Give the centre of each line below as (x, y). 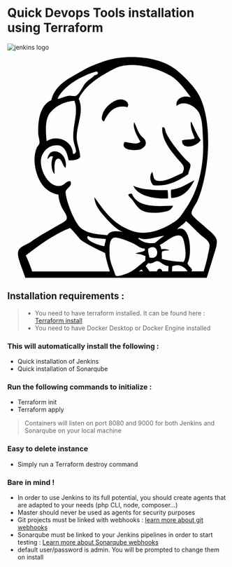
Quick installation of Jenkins (58, 362)
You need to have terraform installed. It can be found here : (120, 313)
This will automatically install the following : (83, 346)
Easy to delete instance (48, 449)
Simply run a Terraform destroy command (78, 464)
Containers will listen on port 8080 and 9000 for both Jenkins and (119, 423)
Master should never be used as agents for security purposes (106, 512)
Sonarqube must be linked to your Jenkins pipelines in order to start (115, 535)
